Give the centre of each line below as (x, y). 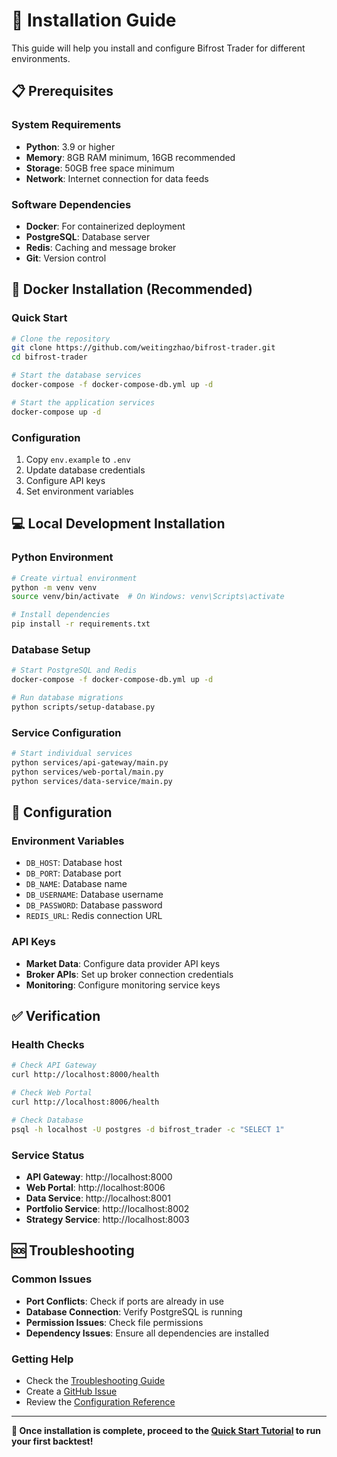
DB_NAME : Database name (76, 884)
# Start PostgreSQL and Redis (74, 670)
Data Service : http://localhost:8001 (98, 1198)
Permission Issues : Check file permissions (114, 1322)
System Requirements (66, 125)
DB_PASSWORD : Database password (94, 905)
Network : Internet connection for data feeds (117, 178)
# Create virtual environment (74, 578)
